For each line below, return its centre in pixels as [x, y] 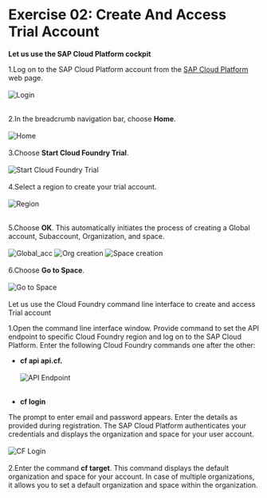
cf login [33, 401]
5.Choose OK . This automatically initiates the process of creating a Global [129, 227]
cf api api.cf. [41, 361]
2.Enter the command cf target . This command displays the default [119, 468]
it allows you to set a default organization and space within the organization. [133, 484]
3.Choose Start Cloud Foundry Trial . [69, 153]
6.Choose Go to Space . [47, 270]
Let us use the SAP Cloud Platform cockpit [80, 54]
